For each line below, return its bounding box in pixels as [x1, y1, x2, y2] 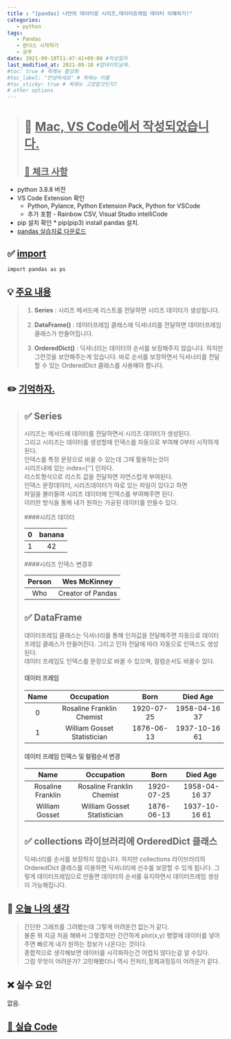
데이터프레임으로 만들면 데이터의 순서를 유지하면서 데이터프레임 [36, 872, 206, 880]
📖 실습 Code [7, 1021, 58, 1032]
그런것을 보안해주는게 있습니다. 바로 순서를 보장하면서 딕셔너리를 [34, 353, 208, 361]
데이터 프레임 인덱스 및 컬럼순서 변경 [23, 752, 120, 760]
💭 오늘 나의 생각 [7, 903, 70, 915]
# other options [7, 87, 54, 94]
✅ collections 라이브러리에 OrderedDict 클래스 [23, 835, 218, 847]
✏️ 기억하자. [7, 384, 55, 395]
